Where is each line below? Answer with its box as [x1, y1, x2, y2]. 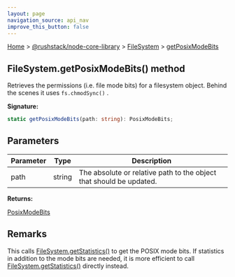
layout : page [7, 10, 45, 17]
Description [131, 155, 172, 165]
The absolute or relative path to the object [78, 167, 217, 177]
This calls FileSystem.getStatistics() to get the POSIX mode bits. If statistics [7, 246, 225, 255]
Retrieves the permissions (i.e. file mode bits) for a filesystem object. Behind [7, 81, 227, 90]
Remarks [7, 228, 48, 240]
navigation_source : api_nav [7, 17, 90, 24]
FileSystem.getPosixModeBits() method [7, 62, 185, 74]
